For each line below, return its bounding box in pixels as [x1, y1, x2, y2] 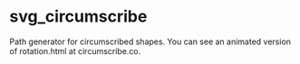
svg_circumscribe [9, 6, 148, 27]
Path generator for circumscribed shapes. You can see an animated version [9, 36, 292, 47]
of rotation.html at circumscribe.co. [9, 45, 141, 56]
